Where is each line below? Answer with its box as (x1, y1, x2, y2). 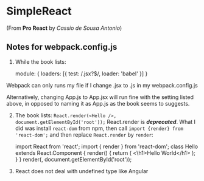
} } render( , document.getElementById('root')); (15, 155, 132, 163)
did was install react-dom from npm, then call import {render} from (15, 125, 184, 132)
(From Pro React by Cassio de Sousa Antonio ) (6, 24, 122, 32)
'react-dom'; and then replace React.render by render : (15, 131, 153, 138)
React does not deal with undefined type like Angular (15, 167, 149, 174)
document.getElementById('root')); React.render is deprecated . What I (15, 118, 196, 125)
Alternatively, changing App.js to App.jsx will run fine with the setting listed (6, 93, 194, 101)
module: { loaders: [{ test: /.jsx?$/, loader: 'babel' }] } (15, 70, 148, 77)
